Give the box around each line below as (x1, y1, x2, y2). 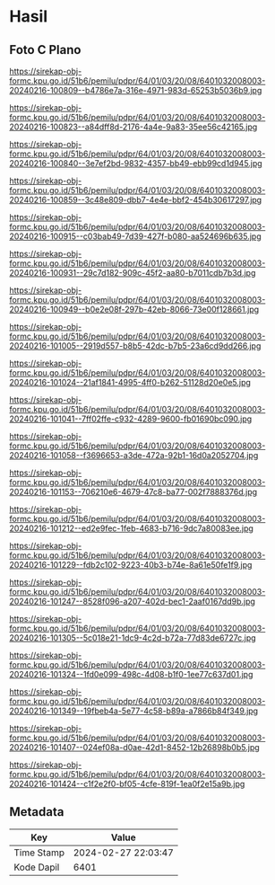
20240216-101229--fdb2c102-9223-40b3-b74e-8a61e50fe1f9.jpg (9, 560, 253, 570)
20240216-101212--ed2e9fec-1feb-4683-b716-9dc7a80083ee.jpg (9, 523, 254, 534)
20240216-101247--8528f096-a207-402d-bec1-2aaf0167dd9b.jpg (9, 596, 255, 606)
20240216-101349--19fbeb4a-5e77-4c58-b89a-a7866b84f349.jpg (9, 705, 258, 716)
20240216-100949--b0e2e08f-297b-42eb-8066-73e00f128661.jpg (9, 304, 260, 314)
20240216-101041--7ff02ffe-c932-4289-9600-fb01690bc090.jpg (9, 413, 253, 424)
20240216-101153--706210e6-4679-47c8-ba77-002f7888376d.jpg (9, 487, 258, 497)
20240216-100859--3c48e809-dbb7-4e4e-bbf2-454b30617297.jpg (9, 195, 262, 205)
